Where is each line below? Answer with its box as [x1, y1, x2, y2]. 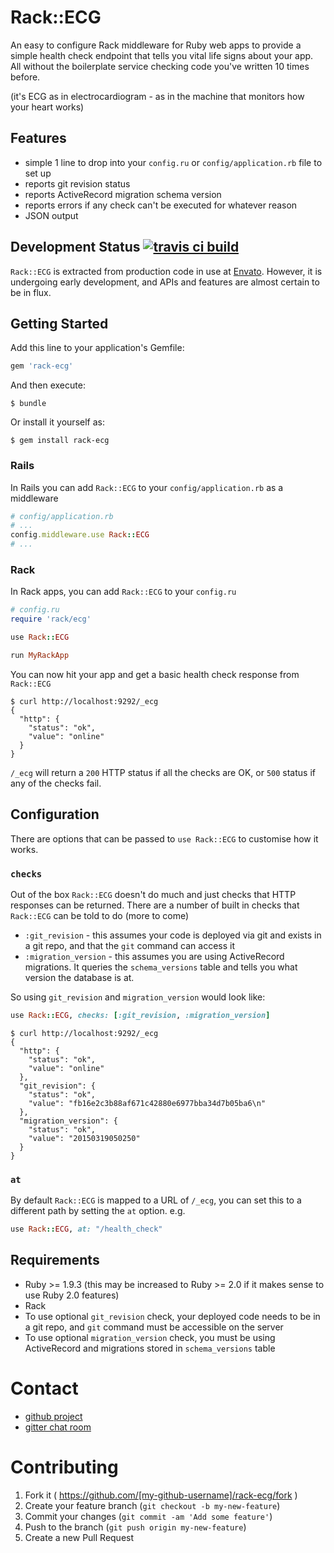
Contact [10, 1377, 79, 1400]
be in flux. [10, 286, 52, 298]
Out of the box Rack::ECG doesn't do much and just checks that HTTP [10, 888, 297, 900]
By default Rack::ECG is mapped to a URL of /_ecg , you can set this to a [10, 1194, 302, 1206]
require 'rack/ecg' [10, 614, 92, 625]
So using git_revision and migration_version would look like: [10, 991, 266, 1003]
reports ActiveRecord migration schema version [24, 188, 222, 200]
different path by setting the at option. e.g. [10, 1205, 186, 1217]
